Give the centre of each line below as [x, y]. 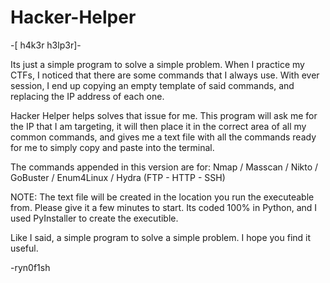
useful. [24, 248]
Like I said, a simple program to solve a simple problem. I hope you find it [161, 237]
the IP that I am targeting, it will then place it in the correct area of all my [158, 126]
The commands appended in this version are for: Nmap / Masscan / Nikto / [164, 167]
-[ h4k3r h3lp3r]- [46, 45]
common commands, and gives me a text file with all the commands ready [163, 137]
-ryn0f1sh [30, 267]
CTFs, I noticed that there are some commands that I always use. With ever [165, 75]
